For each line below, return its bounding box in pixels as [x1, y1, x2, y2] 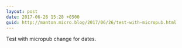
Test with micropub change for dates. [6, 36, 97, 43]
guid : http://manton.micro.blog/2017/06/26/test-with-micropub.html [6, 19, 177, 25]
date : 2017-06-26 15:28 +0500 [6, 14, 80, 20]
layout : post [6, 8, 38, 15]
